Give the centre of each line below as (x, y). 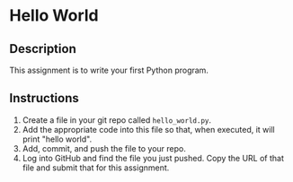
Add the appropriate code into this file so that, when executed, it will (149, 129)
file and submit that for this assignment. (96, 168)
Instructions (44, 98)
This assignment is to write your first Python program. (109, 70)
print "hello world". (57, 139)
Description (43, 49)
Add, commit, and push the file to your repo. (104, 148)
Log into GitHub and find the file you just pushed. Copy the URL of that (153, 158)
